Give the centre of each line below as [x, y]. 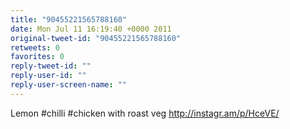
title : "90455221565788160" [69, 19]
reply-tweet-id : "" [51, 66]
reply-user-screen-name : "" [69, 85]
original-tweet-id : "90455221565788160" [96, 38]
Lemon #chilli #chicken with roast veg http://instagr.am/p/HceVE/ [145, 113]
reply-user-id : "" [48, 76]
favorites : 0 [37, 57]
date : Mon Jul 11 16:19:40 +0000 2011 [91, 29]
